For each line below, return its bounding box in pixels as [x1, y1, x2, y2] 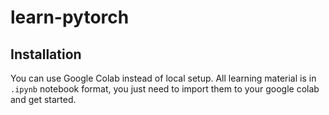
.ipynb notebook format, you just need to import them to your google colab [10, 83, 320, 95]
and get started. [10, 94, 77, 105]
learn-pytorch [10, 6, 130, 29]
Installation [10, 46, 82, 63]
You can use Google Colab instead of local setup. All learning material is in [10, 72, 317, 84]
